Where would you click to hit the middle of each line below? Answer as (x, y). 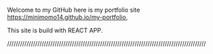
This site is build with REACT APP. (55, 30)
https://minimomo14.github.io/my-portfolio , (67, 17)
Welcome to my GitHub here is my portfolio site (74, 10)
